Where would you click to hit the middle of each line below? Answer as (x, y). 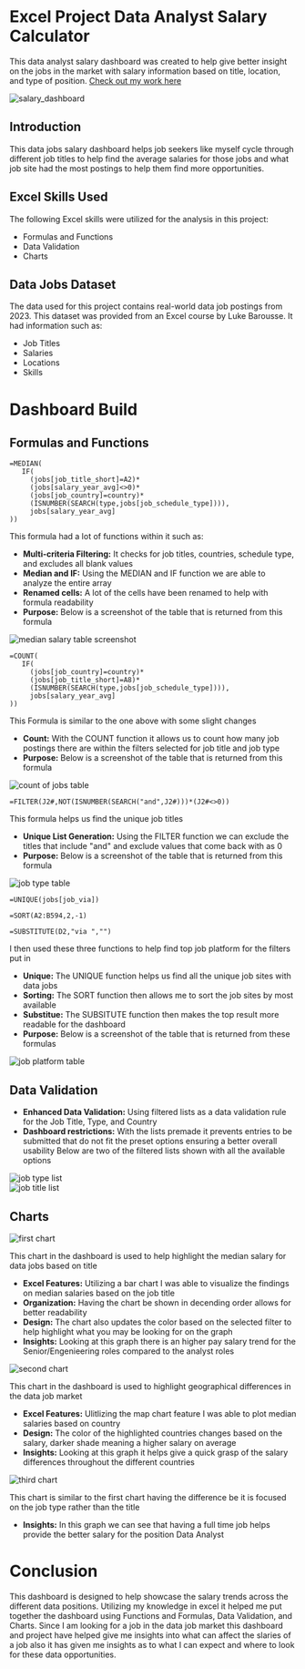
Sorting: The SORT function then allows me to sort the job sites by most (158, 996)
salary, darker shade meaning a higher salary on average (129, 1443)
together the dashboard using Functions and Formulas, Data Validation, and (151, 1615)
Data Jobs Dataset (63, 284)
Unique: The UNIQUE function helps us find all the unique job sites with (157, 976)
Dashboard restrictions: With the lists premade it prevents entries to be (158, 1131)
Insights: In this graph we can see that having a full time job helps (146, 1525)
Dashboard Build (74, 410)
